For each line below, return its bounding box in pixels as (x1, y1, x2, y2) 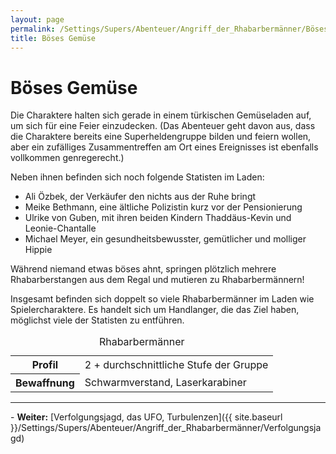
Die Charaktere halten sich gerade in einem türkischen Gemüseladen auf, (10, 109, 312, 121)
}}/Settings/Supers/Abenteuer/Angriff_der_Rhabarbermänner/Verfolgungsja (10, 422, 322, 434)
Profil (31, 358, 59, 372)
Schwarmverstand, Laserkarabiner (84, 376, 247, 390)
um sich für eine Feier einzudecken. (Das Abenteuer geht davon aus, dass (10, 120, 316, 132)
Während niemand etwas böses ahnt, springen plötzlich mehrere (10, 263, 277, 275)
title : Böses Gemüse (10, 33, 97, 43)
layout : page (10, 14, 65, 25)
